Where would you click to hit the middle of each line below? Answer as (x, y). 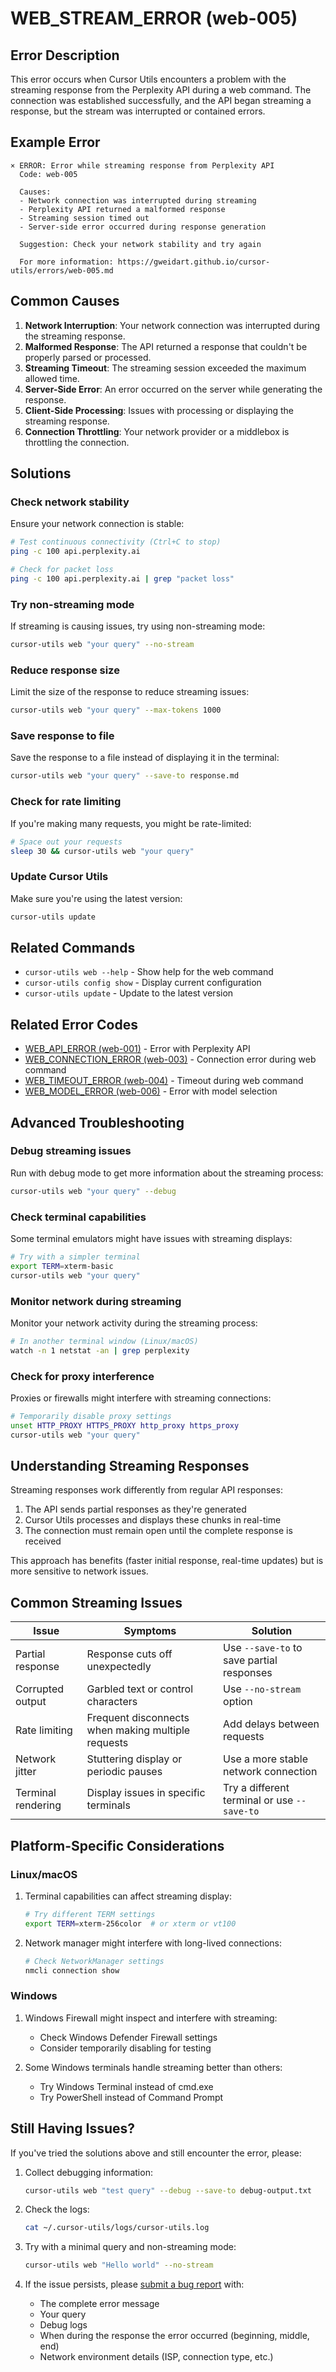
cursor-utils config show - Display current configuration (143, 983)
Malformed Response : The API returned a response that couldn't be (166, 346)
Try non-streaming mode (72, 604)
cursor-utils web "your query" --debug (93, 1191)
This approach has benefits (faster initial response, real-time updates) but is (167, 1561)
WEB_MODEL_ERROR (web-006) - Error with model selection (151, 1091)
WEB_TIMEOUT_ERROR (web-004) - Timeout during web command (164, 1081)
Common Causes (65, 301)
